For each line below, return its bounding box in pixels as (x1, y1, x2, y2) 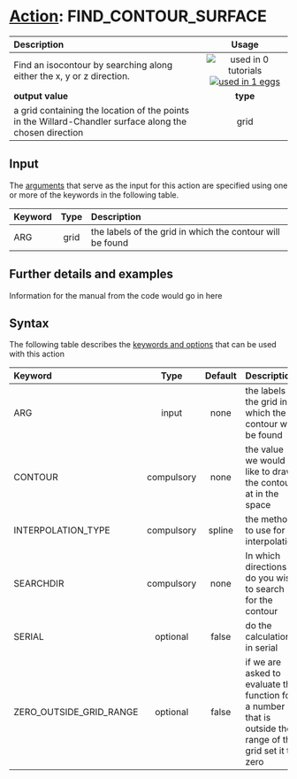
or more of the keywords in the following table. (9, 189, 179, 200)
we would (245, 455, 286, 467)
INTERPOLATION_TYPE (13, 525, 110, 537)
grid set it (245, 744, 285, 757)
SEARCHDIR (13, 578, 65, 590)
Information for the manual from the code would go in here (9, 290, 223, 300)
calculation (245, 631, 292, 643)
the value (245, 443, 285, 456)
